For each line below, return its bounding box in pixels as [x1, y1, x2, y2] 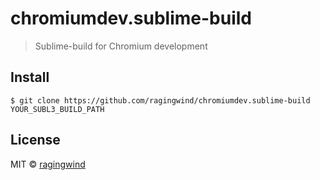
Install [10, 69, 50, 86]
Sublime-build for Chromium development [34, 40, 208, 52]
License [10, 132, 61, 149]
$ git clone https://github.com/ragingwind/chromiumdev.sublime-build [10, 95, 311, 106]
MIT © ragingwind [10, 158, 86, 170]
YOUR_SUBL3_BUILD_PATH [10, 104, 105, 114]
